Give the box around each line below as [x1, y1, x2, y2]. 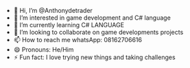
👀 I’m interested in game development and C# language [13, 14, 171, 22]
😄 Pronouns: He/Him [13, 46, 74, 54]
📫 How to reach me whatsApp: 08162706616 [13, 36, 143, 44]
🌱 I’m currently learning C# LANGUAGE [13, 21, 125, 29]
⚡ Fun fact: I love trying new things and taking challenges [13, 53, 176, 61]
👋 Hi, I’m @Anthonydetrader [13, 7, 93, 14]
